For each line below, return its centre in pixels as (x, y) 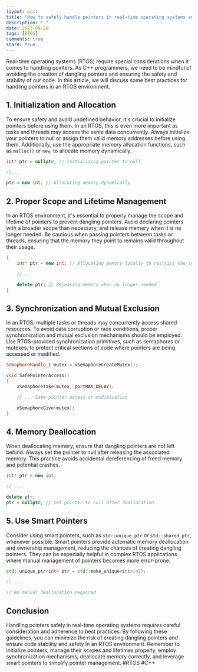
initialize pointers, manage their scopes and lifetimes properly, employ (91, 650)
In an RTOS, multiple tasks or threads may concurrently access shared (92, 323)
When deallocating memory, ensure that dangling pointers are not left (90, 446)
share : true (21, 45)
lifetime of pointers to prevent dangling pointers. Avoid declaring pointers (95, 222)
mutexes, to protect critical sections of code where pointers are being (91, 348)
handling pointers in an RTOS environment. (58, 86)
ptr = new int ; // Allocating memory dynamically (68, 183)
